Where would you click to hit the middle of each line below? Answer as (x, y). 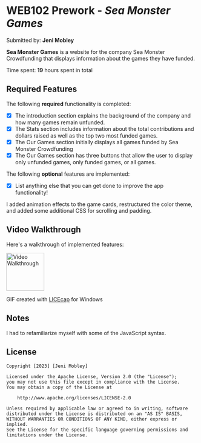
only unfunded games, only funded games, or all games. (85, 162)
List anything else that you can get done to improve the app (89, 186)
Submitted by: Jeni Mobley (40, 40)
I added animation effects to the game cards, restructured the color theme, (99, 204)
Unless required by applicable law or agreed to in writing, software (97, 408)
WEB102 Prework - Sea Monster (88, 11)
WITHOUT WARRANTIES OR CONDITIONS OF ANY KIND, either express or (92, 419)
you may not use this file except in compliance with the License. (93, 382)
